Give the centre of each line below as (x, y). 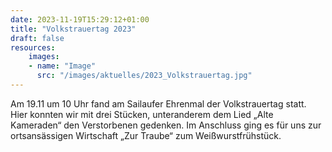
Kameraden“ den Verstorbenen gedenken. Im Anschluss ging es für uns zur (166, 125)
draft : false (37, 38)
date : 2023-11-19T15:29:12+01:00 (80, 19)
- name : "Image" (62, 66)
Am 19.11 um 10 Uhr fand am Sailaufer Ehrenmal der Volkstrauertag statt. (158, 103)
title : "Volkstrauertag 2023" (73, 29)
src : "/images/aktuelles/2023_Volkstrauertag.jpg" (144, 76)
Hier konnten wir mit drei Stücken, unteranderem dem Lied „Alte (142, 114)
